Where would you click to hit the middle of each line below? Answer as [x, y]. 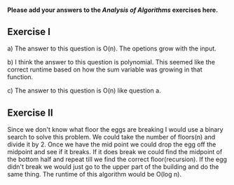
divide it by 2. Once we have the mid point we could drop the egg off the [112, 144]
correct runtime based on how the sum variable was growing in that [105, 69]
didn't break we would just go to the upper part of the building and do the [113, 167]
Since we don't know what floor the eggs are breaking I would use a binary [115, 130]
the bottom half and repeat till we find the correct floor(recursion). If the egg [117, 159]
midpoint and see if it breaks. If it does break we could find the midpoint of [115, 152]
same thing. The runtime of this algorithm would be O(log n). [95, 174]
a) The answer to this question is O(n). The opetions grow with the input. [112, 48]
